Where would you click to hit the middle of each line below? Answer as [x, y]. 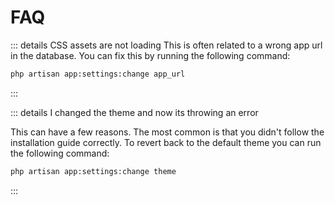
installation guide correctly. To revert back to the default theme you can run [166, 142]
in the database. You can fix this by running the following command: [150, 55]
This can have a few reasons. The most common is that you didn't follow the [167, 132]
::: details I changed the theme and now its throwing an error [134, 112]
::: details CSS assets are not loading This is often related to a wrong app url [166, 45]
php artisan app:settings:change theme [93, 171]
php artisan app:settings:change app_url [98, 74]
